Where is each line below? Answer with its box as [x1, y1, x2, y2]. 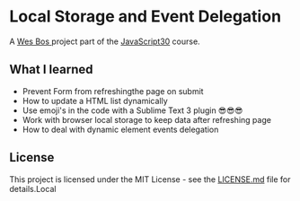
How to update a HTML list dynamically [22, 95, 168, 106]
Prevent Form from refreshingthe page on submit [22, 85, 204, 96]
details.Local [9, 183, 57, 194]
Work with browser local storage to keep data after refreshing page [22, 114, 272, 125]
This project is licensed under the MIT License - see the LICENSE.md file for [9, 173, 291, 185]
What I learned [9, 62, 93, 77]
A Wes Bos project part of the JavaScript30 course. [9, 36, 200, 47]
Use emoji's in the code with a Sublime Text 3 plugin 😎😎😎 [22, 105, 243, 116]
